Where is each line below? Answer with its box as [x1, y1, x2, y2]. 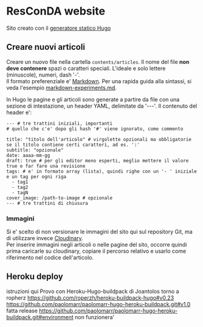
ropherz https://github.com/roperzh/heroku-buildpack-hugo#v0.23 [6, 294, 174, 301]
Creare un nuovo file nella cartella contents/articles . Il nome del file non [6, 58, 190, 65]
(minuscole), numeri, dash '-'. [6, 71, 80, 78]
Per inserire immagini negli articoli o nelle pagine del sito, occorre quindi [6, 241, 187, 249]
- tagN [12, 190, 29, 196]
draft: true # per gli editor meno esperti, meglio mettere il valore [6, 157, 189, 163]
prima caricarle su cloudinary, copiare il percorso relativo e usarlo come [6, 247, 187, 255]
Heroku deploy [6, 272, 64, 282]
